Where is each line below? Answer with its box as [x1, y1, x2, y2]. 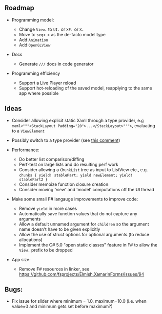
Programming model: [11, 17, 54, 22]
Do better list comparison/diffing [19, 156, 84, 162]
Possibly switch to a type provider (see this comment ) [11, 137, 121, 143]
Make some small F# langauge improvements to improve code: [11, 196, 138, 202]
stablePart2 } [19, 177, 48, 182]
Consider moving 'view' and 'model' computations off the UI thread [19, 186, 155, 192]
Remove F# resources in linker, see [19, 266, 90, 272]
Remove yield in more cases [19, 205, 77, 211]
